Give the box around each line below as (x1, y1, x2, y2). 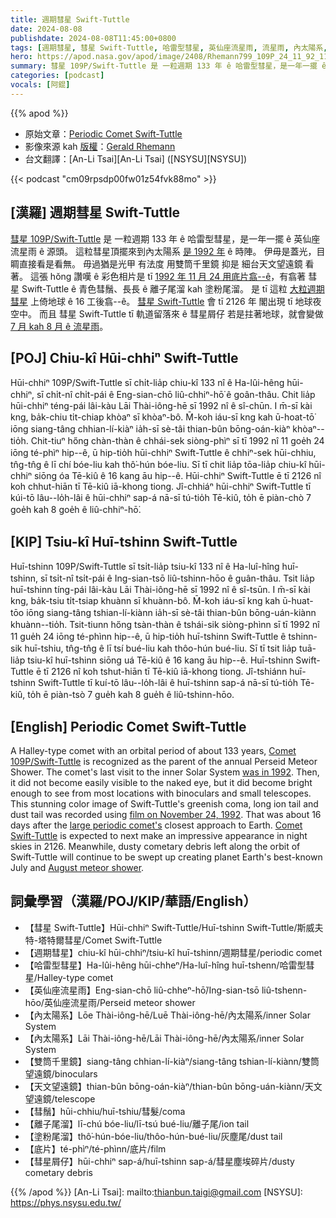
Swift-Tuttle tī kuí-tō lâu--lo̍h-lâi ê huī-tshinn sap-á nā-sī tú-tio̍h (37, 677, 298, 689)
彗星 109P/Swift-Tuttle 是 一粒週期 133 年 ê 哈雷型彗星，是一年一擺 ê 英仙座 (10, 232, 321, 245)
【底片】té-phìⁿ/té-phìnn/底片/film (24, 1142, 167, 1155)
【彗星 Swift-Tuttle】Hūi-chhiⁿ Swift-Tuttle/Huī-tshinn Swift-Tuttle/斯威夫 (24, 921, 324, 933)
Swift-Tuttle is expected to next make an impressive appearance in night (10, 830, 308, 841)
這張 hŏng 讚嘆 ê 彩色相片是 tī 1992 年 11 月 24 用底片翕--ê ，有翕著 (29, 270, 307, 282)
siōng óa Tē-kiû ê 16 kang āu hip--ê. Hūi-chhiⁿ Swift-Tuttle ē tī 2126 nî (33, 470, 322, 482)
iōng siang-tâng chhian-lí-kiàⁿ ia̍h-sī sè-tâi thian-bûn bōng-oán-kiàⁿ (10, 423, 291, 435)
